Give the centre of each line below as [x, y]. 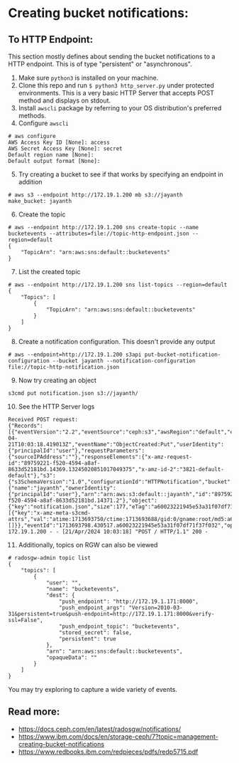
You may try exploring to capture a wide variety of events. [93, 689]
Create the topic [42, 214]
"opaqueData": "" [72, 658]
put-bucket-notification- [183, 354]
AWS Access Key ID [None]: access [59, 142]
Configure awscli [44, 123]
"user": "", [63, 583]
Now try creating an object [57, 380]
